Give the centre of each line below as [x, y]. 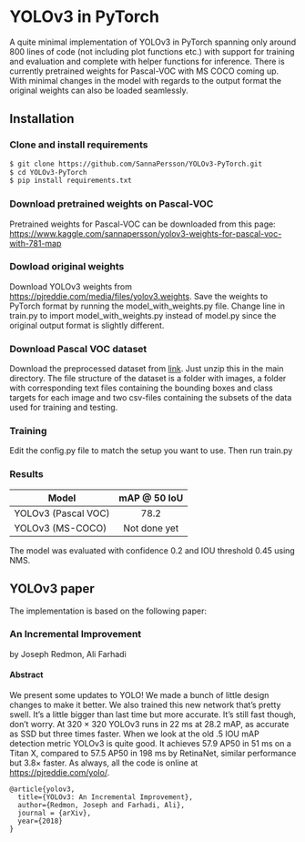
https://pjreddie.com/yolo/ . [60, 773]
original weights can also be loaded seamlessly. [99, 90]
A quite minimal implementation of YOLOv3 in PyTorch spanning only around [153, 42]
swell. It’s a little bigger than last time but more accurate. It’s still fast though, [152, 715]
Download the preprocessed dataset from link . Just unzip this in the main [147, 369]
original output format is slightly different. [87, 325]
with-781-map [36, 243]
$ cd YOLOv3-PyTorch [49, 172]
